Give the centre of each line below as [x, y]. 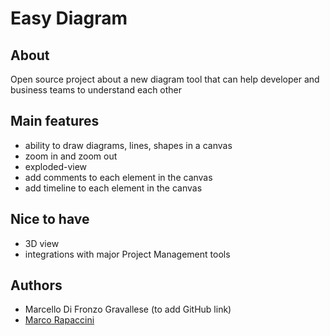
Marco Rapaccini [59, 320]
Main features [55, 121]
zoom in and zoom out [71, 156]
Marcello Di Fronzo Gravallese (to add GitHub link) [128, 309]
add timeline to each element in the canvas [113, 188]
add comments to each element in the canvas [118, 177]
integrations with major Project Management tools [127, 254]
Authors [36, 285]
